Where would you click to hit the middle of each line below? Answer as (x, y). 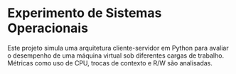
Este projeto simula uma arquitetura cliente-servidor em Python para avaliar (118, 48)
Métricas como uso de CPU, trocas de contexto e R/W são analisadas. (110, 63)
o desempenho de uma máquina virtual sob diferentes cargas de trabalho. (116, 55)
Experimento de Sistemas (85, 13)
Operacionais (48, 28)
